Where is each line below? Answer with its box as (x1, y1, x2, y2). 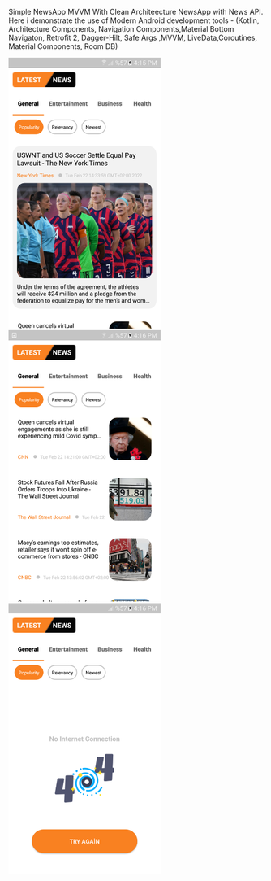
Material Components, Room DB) (8, 41, 118, 51)
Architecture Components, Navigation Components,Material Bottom (8, 24, 234, 33)
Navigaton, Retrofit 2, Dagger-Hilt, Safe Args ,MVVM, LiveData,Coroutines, (8, 33, 258, 42)
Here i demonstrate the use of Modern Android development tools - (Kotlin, (8, 15, 260, 25)
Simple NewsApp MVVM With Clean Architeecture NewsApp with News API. (8, 7, 264, 16)
